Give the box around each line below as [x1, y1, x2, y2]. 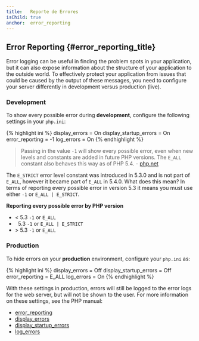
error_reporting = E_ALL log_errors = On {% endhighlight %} [6, 273, 154, 280]
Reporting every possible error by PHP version [6, 202, 124, 210]
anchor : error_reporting [6, 20, 70, 26]
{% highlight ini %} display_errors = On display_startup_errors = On [6, 130, 171, 137]
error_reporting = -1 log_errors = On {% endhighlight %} [6, 136, 144, 143]
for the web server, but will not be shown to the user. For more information [6, 291, 189, 298]
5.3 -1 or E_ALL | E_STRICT [17, 220, 83, 228]
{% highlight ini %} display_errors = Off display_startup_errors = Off [6, 266, 172, 274]
